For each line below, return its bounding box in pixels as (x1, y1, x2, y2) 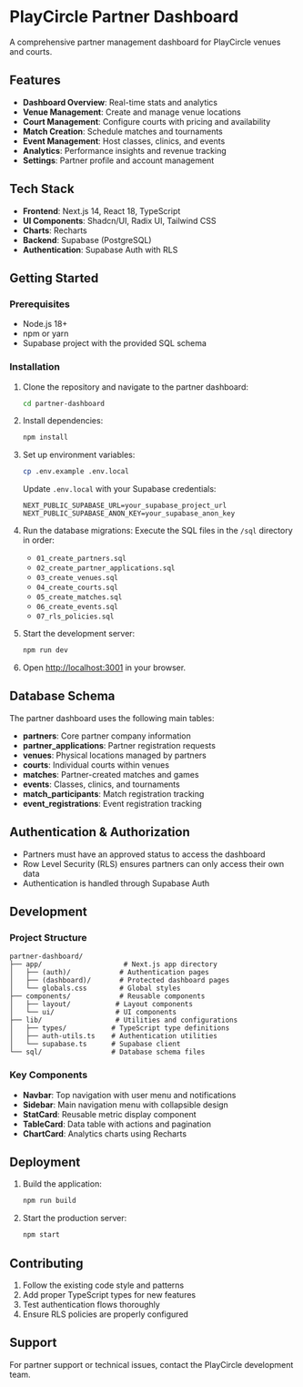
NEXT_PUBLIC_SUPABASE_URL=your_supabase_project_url (22, 501, 227, 511)
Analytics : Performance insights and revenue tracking (22, 145, 227, 156)
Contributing (9, 1255, 84, 1271)
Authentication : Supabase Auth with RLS (22, 244, 178, 255)
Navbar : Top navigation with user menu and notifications (22, 1089, 237, 1100)
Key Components (9, 1068, 88, 1081)
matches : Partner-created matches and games (22, 769, 199, 780)
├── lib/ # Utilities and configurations (9, 1015, 238, 1025)
